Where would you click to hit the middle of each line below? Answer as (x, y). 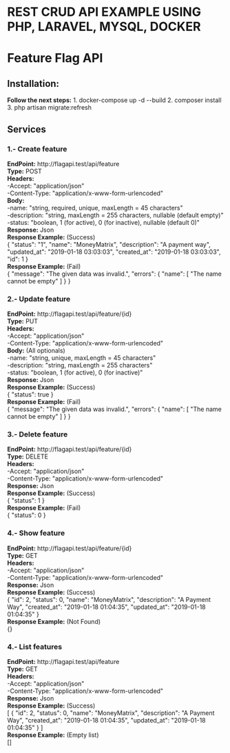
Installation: (33, 83)
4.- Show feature (36, 533)
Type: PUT (23, 321)
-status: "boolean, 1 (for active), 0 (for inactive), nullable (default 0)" (103, 222)
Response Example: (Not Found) (54, 621)
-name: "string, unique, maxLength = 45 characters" (82, 358)
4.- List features (35, 647)
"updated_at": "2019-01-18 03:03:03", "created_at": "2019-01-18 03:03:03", (114, 252)
